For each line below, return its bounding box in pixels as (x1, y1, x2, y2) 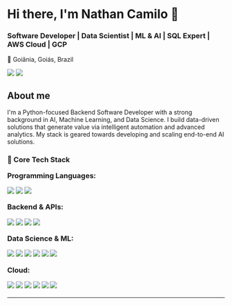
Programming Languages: (7, 171, 97, 180)
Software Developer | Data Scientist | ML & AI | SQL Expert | (7, 31, 211, 41)
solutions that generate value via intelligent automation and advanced (7, 123, 205, 131)
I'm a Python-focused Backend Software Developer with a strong (7, 108, 193, 116)
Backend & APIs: (7, 202, 64, 212)
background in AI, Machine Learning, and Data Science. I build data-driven (7, 116, 220, 124)
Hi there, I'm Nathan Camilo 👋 (7, 6, 180, 22)
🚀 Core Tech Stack (7, 155, 70, 165)
